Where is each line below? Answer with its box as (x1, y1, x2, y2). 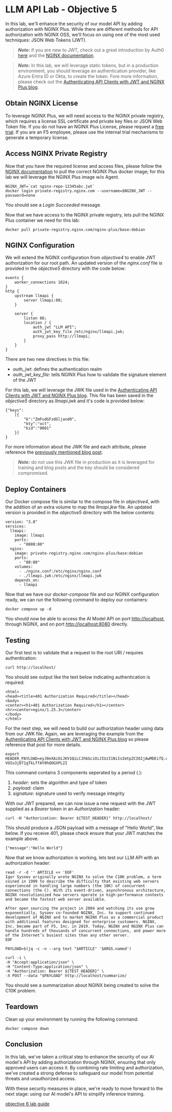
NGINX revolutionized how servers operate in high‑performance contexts (5, 892, 164, 898)
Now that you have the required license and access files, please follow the (5, 163, 162, 169)
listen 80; (24, 316, 47, 321)
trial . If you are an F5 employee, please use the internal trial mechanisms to (5, 129, 164, 135)
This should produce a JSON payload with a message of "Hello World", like (5, 825, 164, 831)
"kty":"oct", (24, 421, 52, 426)
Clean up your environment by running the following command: (5, 1016, 139, 1022)
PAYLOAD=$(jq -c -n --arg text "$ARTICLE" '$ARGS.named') (5, 946, 132, 951)
